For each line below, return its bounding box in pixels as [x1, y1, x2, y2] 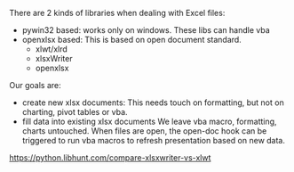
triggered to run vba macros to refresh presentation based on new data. [21, 135, 286, 145]
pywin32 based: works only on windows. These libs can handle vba [21, 25, 270, 35]
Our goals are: [9, 80, 61, 90]
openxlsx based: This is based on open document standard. [21, 35, 242, 45]
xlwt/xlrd [35, 44, 68, 54]
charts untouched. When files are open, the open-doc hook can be [21, 126, 267, 136]
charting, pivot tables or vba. [21, 107, 128, 117]
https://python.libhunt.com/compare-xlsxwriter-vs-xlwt [9, 152, 211, 163]
